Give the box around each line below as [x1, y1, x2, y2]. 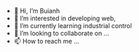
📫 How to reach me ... [13, 37, 79, 45]
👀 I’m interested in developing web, [13, 14, 116, 22]
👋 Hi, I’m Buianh [13, 7, 60, 15]
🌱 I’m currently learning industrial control [13, 22, 132, 30]
